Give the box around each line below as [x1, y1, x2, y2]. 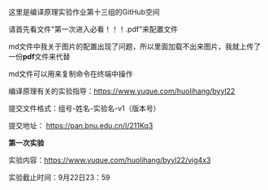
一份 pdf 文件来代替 [8, 52, 71, 61]
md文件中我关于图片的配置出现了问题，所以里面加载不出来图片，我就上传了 [8, 41, 262, 51]
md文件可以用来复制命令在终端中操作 [8, 69, 133, 79]
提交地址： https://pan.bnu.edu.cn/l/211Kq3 [8, 121, 153, 130]
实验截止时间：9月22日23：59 [8, 173, 110, 182]
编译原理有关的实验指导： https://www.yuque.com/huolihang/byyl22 [8, 86, 236, 96]
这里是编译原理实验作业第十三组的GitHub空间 [8, 7, 160, 16]
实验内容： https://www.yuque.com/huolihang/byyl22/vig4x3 [8, 155, 211, 165]
